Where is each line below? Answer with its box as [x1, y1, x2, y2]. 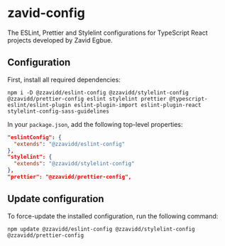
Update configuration [7, 193, 104, 205]
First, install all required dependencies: [7, 75, 121, 84]
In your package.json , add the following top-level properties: [7, 120, 183, 128]
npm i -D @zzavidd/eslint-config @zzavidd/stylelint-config [7, 89, 190, 96]
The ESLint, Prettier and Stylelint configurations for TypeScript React [7, 28, 208, 37]
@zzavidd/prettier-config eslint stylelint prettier [7, 95, 167, 102]
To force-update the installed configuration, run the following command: [7, 211, 219, 220]
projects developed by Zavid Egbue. [7, 35, 113, 44]
